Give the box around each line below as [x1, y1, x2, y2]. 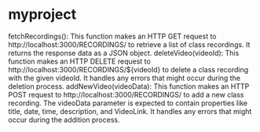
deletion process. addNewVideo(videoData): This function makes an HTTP [8, 81, 250, 91]
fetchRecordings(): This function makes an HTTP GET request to [8, 31, 217, 41]
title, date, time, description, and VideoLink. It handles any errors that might [8, 106, 252, 115]
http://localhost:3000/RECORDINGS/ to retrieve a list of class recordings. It [8, 39, 251, 49]
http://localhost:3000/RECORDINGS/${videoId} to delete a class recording [8, 64, 249, 74]
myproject [8, 5, 77, 24]
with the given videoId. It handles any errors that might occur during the [8, 73, 241, 82]
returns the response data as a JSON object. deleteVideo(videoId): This [8, 48, 240, 57]
